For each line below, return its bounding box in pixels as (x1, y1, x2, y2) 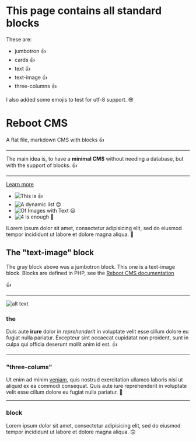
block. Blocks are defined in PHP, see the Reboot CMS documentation (6, 269, 174, 276)
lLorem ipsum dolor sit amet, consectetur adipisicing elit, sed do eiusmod (6, 224, 182, 231)
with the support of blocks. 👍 (6, 162, 78, 169)
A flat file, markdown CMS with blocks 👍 (6, 136, 104, 143)
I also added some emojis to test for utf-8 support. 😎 (6, 96, 134, 103)
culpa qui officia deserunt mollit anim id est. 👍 (6, 341, 118, 348)
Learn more (6, 180, 34, 187)
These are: (6, 36, 32, 43)
